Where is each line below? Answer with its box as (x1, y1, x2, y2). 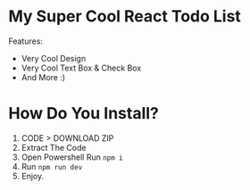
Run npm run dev (21, 161, 83, 171)
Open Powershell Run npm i (21, 152, 123, 162)
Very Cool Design (21, 53, 87, 63)
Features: (8, 36, 44, 46)
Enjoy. (21, 170, 45, 181)
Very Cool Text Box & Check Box (21, 62, 142, 73)
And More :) (21, 71, 66, 82)
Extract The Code (21, 142, 87, 153)
